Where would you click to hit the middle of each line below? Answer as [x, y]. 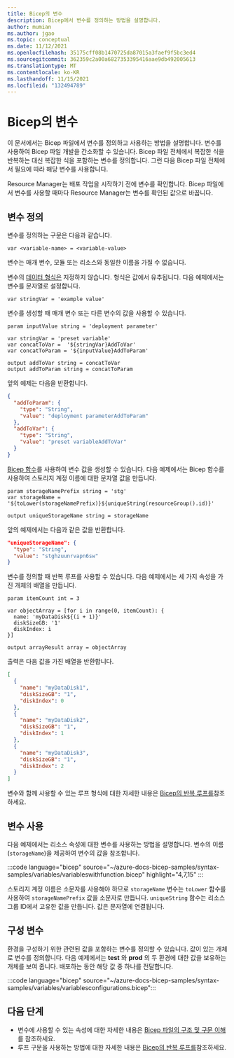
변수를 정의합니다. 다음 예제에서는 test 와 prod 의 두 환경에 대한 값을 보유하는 [120, 957]
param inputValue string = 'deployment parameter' [83, 326]
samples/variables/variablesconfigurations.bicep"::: [82, 987]
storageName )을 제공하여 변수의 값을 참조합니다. [75, 853]
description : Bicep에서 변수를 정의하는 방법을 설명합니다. [84, 20]
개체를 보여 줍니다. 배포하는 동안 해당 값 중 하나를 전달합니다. [90, 966]
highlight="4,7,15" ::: [175, 874]
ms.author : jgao [31, 33]
